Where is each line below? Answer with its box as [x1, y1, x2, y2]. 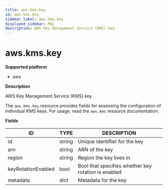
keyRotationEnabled [7, 165, 55, 172]
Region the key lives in [77, 154, 130, 161]
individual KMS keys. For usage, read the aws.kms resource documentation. [5, 108, 159, 114]
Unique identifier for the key [77, 138, 143, 145]
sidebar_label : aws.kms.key [5, 16, 64, 21]
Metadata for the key [77, 177, 127, 184]
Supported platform [5, 64, 47, 70]
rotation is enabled [77, 168, 121, 175]
